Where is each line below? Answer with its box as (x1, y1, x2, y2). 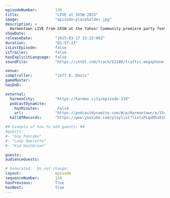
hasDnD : (5, 83, 22, 88)
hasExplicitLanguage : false (5, 54, 67, 60)
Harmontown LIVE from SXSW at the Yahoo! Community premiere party (10, 26, 155, 31)
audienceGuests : (5, 157, 39, 162)
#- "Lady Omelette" (5, 138, 47, 143)
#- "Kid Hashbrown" (5, 143, 47, 148)
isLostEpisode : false (5, 45, 67, 50)
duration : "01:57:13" (5, 41, 78, 46)
